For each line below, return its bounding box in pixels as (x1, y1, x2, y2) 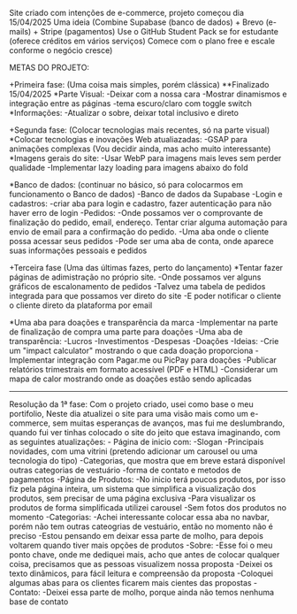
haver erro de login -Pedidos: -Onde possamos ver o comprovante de (9, 208, 263, 218)
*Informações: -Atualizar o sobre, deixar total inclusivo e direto (9, 108, 239, 118)
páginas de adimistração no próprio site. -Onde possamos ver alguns (9, 272, 262, 282)
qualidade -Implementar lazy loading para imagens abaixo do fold (9, 163, 248, 173)
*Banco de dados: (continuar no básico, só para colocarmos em (9, 180, 244, 189)
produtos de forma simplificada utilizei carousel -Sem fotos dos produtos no (9, 503, 287, 512)
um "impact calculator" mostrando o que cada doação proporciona (9, 345, 254, 356)
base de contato (9, 596, 69, 607)
